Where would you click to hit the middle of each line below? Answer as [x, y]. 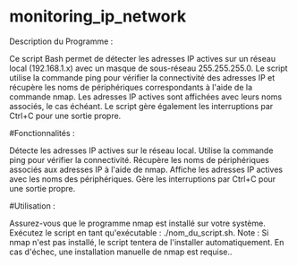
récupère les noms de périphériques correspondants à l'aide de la [131, 87]
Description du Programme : [61, 41]
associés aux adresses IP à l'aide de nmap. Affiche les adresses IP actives [146, 169]
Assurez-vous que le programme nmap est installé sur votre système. [137, 223]
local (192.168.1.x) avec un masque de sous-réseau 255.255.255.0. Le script [148, 68]
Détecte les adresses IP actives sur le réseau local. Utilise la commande [141, 150]
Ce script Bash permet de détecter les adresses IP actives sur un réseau [142, 58]
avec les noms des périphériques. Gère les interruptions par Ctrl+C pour [143, 179]
